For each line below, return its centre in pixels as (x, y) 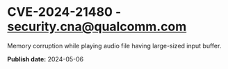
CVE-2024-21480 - (64, 12)
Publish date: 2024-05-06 (46, 59)
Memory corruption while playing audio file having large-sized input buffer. (114, 46)
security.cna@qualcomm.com (97, 27)
